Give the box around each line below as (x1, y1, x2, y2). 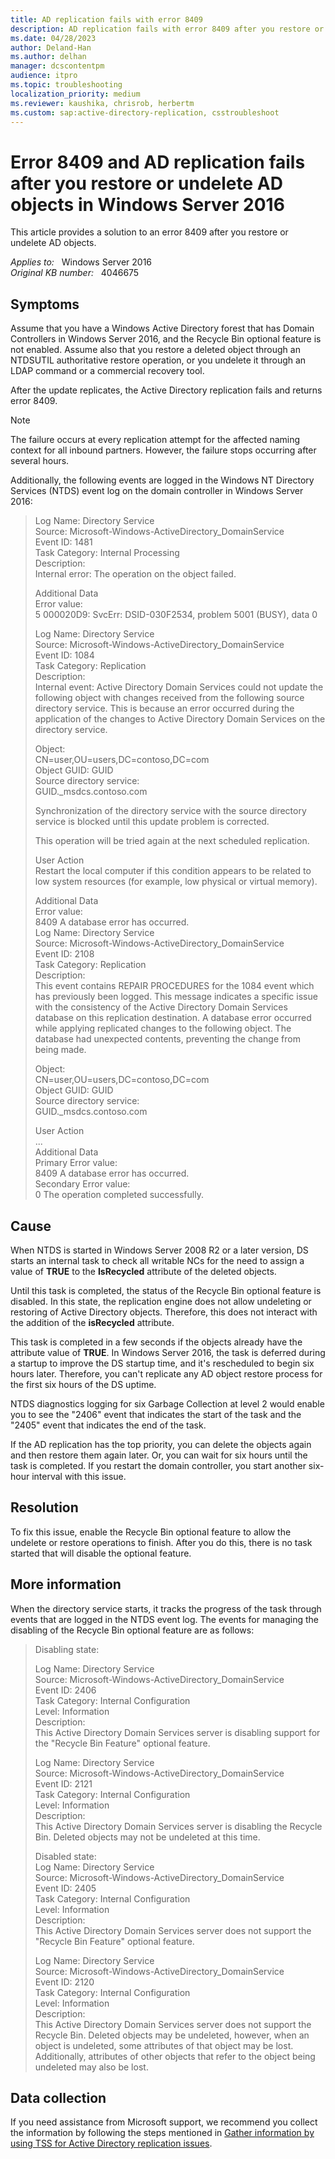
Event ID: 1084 (34, 649, 95, 661)
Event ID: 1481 (34, 536, 93, 548)
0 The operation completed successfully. (34, 1189, 204, 1201)
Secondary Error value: (34, 1178, 131, 1190)
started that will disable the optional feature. (10, 1547, 192, 1559)
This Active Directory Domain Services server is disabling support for (34, 1726, 321, 1738)
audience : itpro (10, 71, 78, 81)
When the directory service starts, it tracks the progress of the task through (10, 1602, 322, 1615)
